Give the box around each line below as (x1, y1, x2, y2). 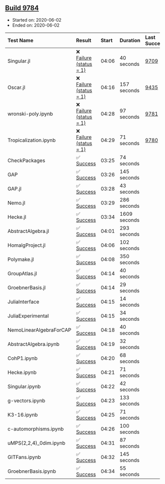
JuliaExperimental (7, 312, 49, 319)
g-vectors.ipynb (7, 397, 46, 404)
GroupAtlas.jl (7, 270, 37, 277)
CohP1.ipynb (7, 355, 38, 362)
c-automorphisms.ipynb (7, 425, 64, 432)
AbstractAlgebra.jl (7, 228, 49, 234)
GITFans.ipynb (7, 454, 41, 460)
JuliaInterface (7, 298, 39, 305)
